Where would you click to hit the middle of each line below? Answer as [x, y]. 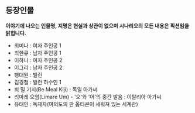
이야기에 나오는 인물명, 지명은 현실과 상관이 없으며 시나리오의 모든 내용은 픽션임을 [97, 26]
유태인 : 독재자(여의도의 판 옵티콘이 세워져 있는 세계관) [76, 104]
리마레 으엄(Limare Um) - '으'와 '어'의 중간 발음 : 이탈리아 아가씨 [88, 97]
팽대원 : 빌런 [28, 74]
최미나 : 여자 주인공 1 [38, 45]
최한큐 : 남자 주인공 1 [38, 53]
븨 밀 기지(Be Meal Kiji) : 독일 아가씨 [56, 89]
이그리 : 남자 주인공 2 [38, 67]
